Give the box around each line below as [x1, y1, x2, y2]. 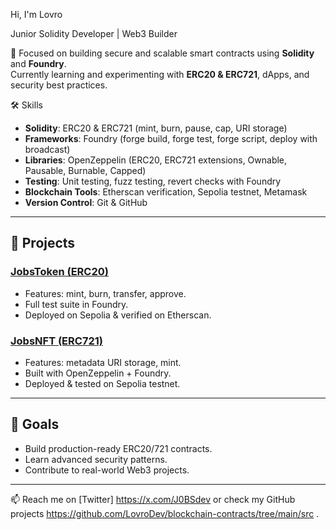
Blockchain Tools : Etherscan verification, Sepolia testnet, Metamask [24, 186, 308, 198]
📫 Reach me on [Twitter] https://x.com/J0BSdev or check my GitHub [10, 493, 296, 505]
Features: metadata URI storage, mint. [24, 356, 182, 368]
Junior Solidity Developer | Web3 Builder [10, 28, 178, 39]
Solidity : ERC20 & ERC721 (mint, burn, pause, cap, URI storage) [24, 122, 288, 134]
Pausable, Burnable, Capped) [24, 165, 147, 176]
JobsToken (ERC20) [10, 265, 109, 279]
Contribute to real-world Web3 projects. [24, 464, 190, 476]
